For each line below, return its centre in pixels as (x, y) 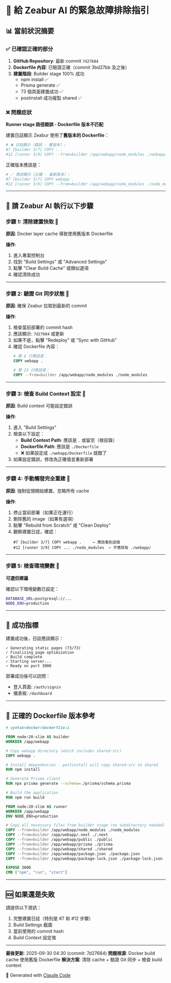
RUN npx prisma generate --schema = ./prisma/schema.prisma (68, 784)
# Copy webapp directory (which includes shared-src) (64, 751)
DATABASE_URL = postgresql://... (39, 599)
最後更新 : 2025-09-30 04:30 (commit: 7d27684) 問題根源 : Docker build (80, 953)
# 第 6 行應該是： (30, 356)
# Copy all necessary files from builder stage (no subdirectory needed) (85, 825)
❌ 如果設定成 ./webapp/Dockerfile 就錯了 (64, 453)
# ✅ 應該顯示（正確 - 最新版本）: (38, 174)
